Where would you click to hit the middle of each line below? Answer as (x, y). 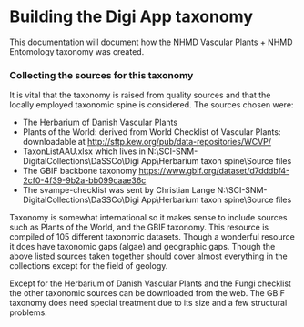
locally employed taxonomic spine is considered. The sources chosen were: (152, 105)
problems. (28, 312)
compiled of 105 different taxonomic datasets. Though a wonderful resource (152, 237)
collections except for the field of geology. (89, 266)
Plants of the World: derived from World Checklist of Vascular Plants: (152, 132)
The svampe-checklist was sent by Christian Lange (119, 190)
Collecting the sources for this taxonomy (101, 75)
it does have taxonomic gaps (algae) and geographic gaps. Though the (142, 247)
